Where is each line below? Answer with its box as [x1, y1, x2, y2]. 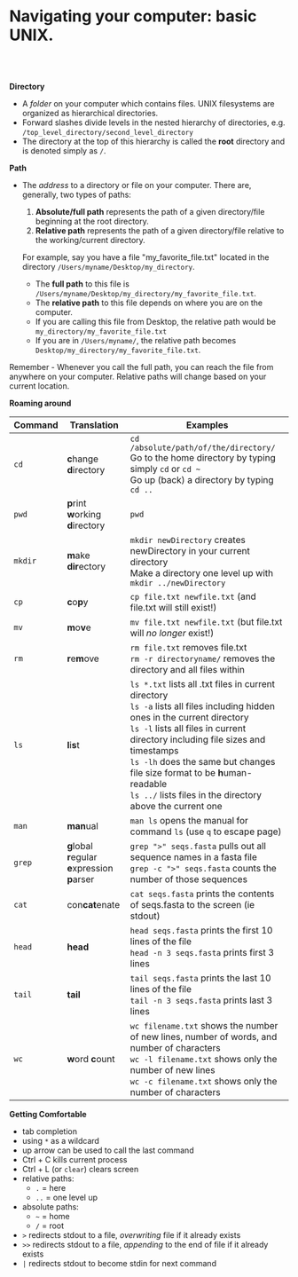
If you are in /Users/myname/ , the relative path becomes [35, 335, 237, 345]
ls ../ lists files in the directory [129, 788, 263, 800]
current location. [9, 380, 70, 391]
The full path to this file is [35, 278, 130, 289]
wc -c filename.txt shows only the [129, 1075, 278, 1087]
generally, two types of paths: [21, 189, 131, 200]
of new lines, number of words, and [129, 1030, 278, 1043]
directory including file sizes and [129, 733, 266, 745]
